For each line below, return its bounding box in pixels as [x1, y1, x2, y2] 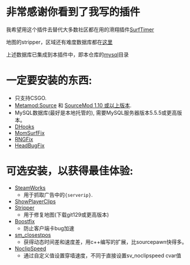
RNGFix [14, 135, 34, 143]
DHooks [14, 123, 35, 130]
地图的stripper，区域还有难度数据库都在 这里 [6, 38, 113, 45]
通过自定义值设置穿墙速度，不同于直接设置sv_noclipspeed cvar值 [23, 251, 182, 259]
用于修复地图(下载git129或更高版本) [23, 211, 109, 218]
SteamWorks [14, 184, 46, 191]
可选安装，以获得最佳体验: [6, 164, 134, 178]
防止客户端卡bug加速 [23, 224, 75, 231]
